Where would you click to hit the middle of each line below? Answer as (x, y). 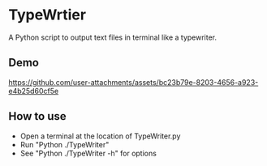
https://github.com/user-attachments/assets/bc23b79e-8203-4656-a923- (133, 82)
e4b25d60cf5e (34, 91)
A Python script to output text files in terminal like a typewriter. (113, 37)
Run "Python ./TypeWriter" (65, 144)
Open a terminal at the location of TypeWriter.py (100, 136)
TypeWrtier (47, 15)
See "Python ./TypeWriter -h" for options (88, 153)
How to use (37, 116)
